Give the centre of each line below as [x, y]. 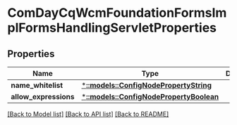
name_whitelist [37, 85]
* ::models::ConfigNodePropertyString [146, 85]
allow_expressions [43, 97]
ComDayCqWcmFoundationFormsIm [117, 13]
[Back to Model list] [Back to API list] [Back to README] [88, 114]
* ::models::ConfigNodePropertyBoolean [150, 97]
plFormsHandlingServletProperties [112, 28]
